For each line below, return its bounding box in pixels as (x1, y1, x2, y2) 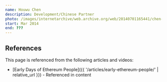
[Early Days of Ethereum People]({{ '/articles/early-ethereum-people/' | (12, 66, 159, 72)
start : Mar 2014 (5, 21, 39, 26)
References (5, 44, 42, 52)
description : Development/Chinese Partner (5, 12, 94, 17)
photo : (5, 16, 19, 21)
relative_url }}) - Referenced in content (12, 72, 91, 78)
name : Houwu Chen (5, 7, 41, 12)
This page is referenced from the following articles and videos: (5, 57, 134, 63)
